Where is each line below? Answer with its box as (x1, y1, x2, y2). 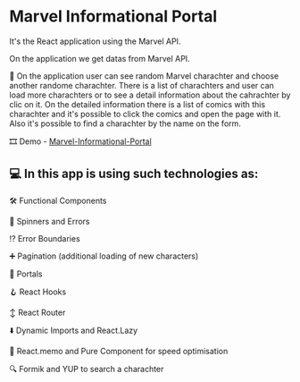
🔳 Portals (9, 268, 43, 279)
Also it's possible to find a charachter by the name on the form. (9, 118, 241, 129)
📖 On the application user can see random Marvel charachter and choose (9, 70, 279, 81)
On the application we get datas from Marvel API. (9, 53, 190, 64)
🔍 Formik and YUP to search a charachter (9, 363, 164, 374)
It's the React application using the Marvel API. (9, 36, 181, 47)
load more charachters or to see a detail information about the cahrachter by (9, 89, 291, 100)
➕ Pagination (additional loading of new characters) (9, 250, 199, 261)
